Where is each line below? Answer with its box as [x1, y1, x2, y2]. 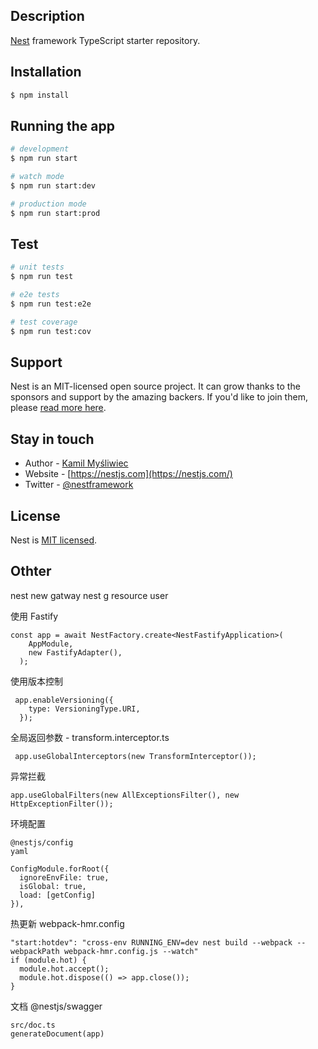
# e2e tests [10, 290, 60, 300]
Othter [10, 563, 52, 580]
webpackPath [10, 946, 60, 956]
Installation [10, 64, 82, 81]
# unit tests [10, 262, 65, 273]
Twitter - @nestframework [24, 479, 134, 491]
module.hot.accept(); [19, 964, 110, 974]
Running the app [10, 117, 115, 134]
